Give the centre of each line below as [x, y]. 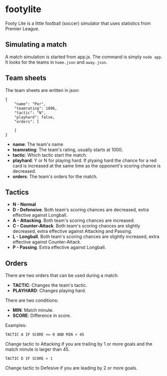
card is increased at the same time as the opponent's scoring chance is [87, 166]
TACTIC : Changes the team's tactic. [50, 285]
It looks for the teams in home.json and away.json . [56, 62]
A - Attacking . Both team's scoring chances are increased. [73, 220]
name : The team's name [38, 144]
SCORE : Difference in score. [42, 316]
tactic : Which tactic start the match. [50, 155]
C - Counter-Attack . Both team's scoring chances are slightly [76, 226]
